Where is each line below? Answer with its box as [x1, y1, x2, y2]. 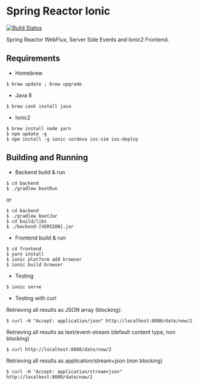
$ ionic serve [6, 283, 42, 290]
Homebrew [14, 69, 43, 77]
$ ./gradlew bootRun [6, 185, 58, 191]
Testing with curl [14, 294, 57, 302]
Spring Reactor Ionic [6, 4, 111, 18]
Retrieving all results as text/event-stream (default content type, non [6, 328, 176, 335]
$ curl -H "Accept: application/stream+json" [6, 369, 122, 375]
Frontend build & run [14, 234, 66, 241]
